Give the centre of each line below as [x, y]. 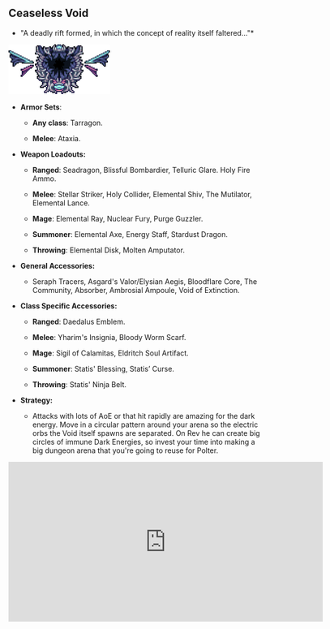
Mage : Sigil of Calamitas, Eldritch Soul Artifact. [110, 353]
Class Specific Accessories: [69, 306]
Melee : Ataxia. [56, 138]
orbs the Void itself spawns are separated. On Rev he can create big [146, 433]
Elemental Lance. [61, 203]
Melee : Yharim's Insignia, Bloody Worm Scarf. [109, 337]
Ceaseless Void [49, 13]
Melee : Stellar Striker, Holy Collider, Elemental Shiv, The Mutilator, [142, 194]
